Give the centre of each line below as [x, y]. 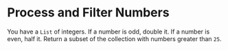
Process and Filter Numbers [88, 13]
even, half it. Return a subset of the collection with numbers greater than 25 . [114, 38]
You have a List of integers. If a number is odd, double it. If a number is [109, 32]
